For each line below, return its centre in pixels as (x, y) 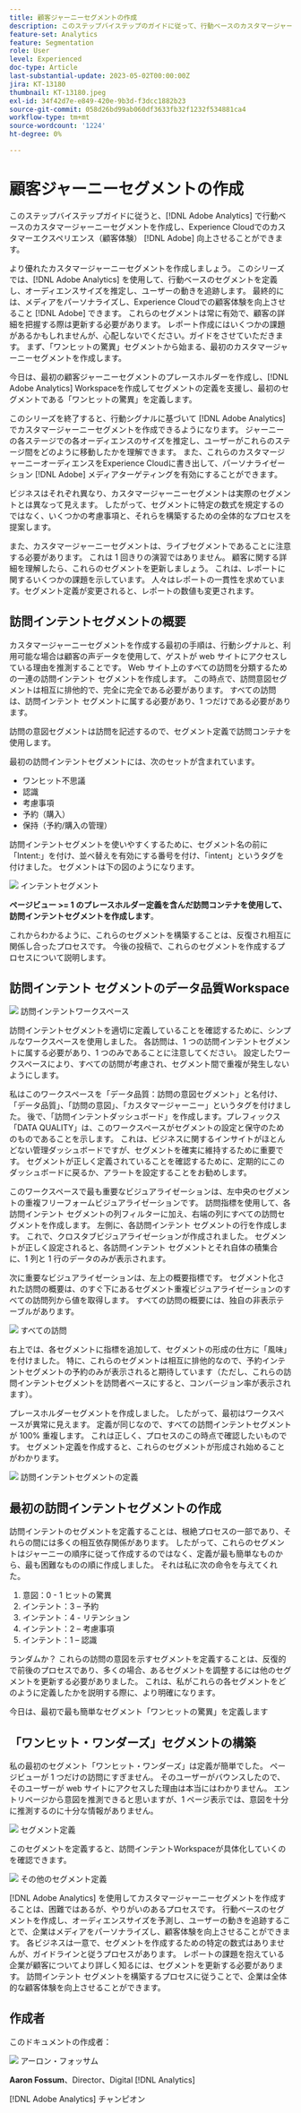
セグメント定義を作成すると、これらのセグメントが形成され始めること (155, 1447)
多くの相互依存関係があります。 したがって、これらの (155, 1542)
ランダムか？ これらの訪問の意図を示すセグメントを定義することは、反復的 (148, 1659)
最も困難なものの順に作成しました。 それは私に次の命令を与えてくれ (151, 1565)
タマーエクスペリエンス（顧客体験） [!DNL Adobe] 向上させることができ (142, 237)
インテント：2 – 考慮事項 (68, 1629)
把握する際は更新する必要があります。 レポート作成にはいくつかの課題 (155, 324)
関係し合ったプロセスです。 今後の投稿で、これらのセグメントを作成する (143, 946)
